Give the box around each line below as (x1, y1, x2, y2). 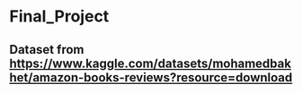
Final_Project (9, 6, 110, 27)
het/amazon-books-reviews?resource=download (9, 70, 293, 85)
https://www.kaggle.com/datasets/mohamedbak (9, 55, 292, 71)
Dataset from (9, 42, 84, 57)
